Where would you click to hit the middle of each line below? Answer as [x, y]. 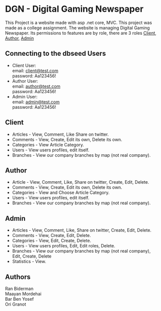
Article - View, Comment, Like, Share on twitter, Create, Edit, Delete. [80, 182]
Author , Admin [20, 38]
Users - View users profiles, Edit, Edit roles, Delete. [64, 246]
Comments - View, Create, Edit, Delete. [52, 236]
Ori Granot [16, 304]
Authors [18, 277]
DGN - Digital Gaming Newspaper [74, 9]
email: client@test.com [35, 71]
